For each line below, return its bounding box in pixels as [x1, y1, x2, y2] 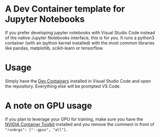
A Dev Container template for [5, 3, 125, 15]
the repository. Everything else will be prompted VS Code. [5, 83, 121, 89]
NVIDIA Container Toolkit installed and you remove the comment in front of [5, 121, 155, 127]
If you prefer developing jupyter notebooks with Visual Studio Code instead [5, 30, 155, 35]
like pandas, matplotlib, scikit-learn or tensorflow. [5, 45, 104, 51]
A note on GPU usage [5, 100, 92, 111]
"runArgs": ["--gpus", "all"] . [5, 126, 67, 132]
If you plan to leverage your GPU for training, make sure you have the [5, 116, 144, 122]
